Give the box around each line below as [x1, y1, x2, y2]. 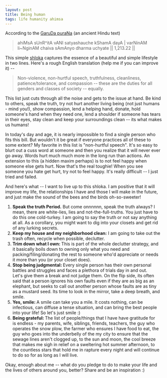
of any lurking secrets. [12, 225, 59, 231]
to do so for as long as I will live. [12, 352, 79, 358]
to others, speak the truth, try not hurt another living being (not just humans [5, 101, 160, 107]
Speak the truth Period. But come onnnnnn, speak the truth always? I [12, 204, 155, 210]
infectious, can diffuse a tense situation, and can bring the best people [12, 305, 158, 311]
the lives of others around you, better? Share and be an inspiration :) [5, 367, 145, 373]
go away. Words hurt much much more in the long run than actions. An [5, 153, 150, 159]
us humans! [5, 122, 29, 128]
